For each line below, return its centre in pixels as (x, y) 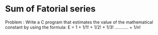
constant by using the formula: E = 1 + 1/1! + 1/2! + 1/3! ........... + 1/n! (73, 27)
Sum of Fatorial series (50, 9)
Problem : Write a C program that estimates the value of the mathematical (79, 22)
